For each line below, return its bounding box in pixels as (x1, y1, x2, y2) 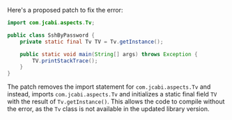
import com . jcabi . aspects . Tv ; (7, 19, 95, 26)
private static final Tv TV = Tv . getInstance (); (20, 38, 164, 45)
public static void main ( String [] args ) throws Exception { (20, 51, 198, 58)
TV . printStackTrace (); (32, 57, 98, 65)
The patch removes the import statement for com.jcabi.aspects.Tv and (7, 83, 211, 91)
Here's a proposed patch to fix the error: (7, 6, 123, 14)
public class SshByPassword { (7, 31, 95, 39)
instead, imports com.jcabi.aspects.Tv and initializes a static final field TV (7, 90, 217, 98)
